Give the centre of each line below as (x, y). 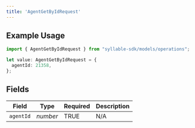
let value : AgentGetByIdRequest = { (51, 60)
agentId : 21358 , (32, 66)
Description (113, 106)
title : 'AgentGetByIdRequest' (44, 12)
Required (77, 106)
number (47, 116)
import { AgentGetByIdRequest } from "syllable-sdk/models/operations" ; (98, 49)
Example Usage (36, 36)
